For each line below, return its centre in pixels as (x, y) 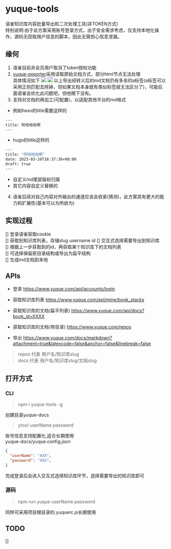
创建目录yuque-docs (27, 415)
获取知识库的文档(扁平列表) (41, 311)
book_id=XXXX (29, 316)
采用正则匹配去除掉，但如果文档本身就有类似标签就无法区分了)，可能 (85, 87)
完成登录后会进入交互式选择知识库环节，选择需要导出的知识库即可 (75, 476)
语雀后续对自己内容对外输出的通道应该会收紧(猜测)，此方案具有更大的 (86, 196)
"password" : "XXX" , (31, 460)
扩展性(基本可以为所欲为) (48, 203)
